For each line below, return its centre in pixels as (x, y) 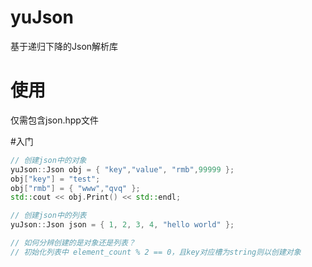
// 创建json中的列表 (48, 216)
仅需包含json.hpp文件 (54, 120)
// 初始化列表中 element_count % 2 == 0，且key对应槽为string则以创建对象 (156, 252)
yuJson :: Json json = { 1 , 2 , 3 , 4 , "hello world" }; (122, 225)
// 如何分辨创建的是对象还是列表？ (73, 243)
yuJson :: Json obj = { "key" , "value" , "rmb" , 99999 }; (122, 169)
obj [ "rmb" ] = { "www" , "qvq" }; (75, 188)
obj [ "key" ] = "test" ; (55, 179)
